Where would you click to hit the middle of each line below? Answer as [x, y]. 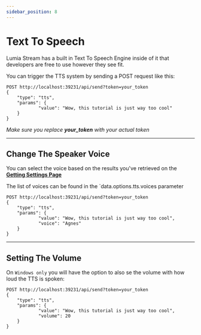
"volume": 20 [54, 316]
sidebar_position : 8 [32, 12]
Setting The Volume [44, 258]
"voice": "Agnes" [60, 224]
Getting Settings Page [34, 175]
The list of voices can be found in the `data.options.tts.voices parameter [95, 186]
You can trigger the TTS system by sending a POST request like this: [91, 76]
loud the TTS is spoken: [35, 279]
